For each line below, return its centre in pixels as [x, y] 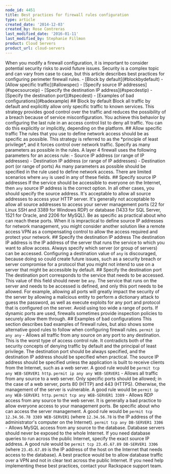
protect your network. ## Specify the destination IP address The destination [85, 237]
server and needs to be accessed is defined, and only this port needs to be [84, 286]
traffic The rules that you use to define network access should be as [77, 133]
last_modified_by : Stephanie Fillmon [45, 39]
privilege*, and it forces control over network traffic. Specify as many [78, 145]
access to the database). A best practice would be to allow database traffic [84, 455]
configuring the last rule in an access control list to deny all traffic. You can [84, 122]
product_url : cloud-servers [35, 48]
